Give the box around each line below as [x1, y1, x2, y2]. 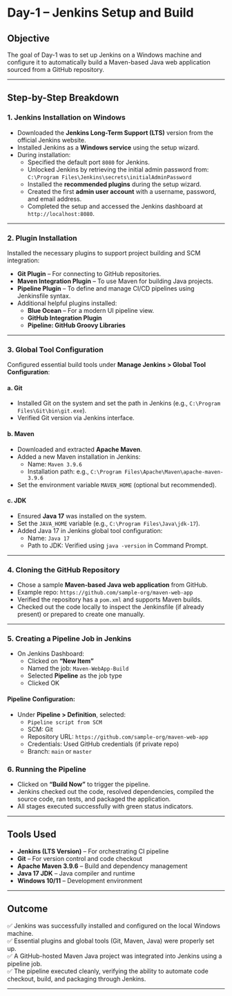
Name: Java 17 [27, 534, 70, 542]
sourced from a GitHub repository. [7, 66, 105, 73]
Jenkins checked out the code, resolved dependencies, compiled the [17, 787, 214, 795]
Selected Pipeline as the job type [27, 671, 122, 680]
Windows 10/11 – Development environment [17, 876, 143, 885]
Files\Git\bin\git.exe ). [17, 406, 87, 415]
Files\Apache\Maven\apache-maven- [124, 469, 224, 476]
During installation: [17, 150, 71, 159]
